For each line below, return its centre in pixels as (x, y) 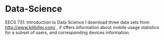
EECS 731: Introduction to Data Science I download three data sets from (77, 22)
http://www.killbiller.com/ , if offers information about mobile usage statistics (82, 27)
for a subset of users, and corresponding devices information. (68, 32)
